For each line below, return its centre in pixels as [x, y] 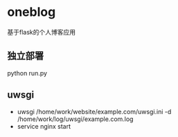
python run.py [27, 73]
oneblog [32, 12]
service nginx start [44, 126]
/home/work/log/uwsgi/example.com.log [75, 119]
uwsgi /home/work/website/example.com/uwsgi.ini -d [94, 111]
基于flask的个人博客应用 [42, 32]
